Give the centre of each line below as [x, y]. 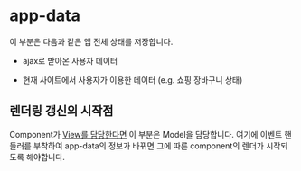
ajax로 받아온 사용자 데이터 [70, 60]
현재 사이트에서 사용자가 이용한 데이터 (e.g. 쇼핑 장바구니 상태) [132, 80]
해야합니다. [46, 157]
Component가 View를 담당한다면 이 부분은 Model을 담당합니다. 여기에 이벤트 [146, 134]
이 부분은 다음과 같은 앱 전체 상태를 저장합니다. [91, 41]
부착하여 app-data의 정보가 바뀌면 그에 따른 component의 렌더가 [149, 146]
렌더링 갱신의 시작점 [61, 111]
